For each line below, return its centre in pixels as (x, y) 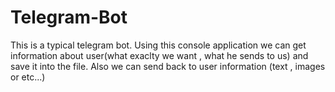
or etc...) (28, 77)
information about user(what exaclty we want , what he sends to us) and (159, 55)
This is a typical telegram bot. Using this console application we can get (158, 45)
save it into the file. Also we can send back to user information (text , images (168, 66)
